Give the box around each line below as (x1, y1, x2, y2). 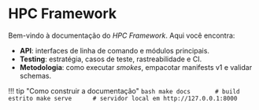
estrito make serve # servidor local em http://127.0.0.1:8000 (8, 94, 238, 102)
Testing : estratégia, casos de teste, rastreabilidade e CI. (19, 54, 202, 64)
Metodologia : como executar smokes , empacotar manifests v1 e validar (19, 62, 253, 71)
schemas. (19, 71, 52, 80)
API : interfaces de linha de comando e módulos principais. (19, 46, 210, 55)
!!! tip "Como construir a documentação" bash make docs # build (8, 86, 240, 95)
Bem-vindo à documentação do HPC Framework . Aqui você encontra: (8, 31, 235, 40)
